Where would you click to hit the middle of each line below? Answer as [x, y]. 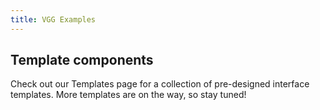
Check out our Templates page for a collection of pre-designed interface [160, 84]
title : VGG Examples [53, 19]
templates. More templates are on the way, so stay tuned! [128, 95]
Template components [82, 60]
